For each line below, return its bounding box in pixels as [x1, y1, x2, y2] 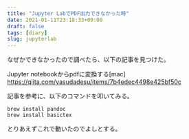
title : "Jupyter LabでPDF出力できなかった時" [7, 10, 129, 17]
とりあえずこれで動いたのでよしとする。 [7, 125, 122, 133]
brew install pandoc [7, 106, 67, 113]
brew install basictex [7, 111, 72, 119]
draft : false [7, 23, 45, 30]
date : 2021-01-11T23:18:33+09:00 [7, 17, 103, 23]
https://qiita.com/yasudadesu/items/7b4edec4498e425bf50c [7, 78, 182, 86]
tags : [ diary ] [7, 29, 48, 36]
